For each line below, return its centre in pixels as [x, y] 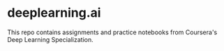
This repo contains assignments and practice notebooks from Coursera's [112, 32]
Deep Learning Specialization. [50, 39]
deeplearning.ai [54, 13]
